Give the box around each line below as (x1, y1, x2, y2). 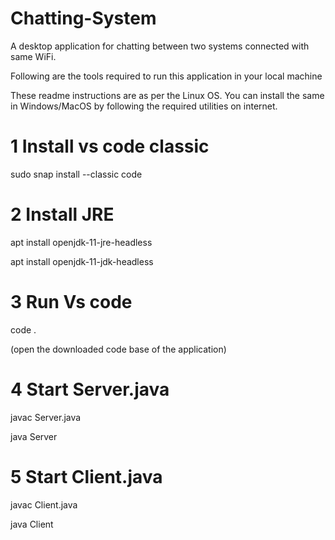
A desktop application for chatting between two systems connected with (10, 40, 310, 52)
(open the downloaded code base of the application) (10, 343, 227, 355)
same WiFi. (10, 50, 57, 62)
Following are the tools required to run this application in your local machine (10, 70, 323, 82)
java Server (10, 430, 58, 442)
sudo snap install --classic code (10, 168, 143, 180)
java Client (10, 518, 54, 530)
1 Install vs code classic (10, 135, 210, 158)
